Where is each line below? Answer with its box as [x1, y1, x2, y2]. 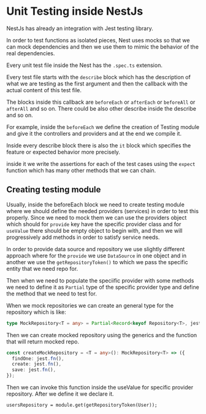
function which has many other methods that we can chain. [6, 166, 156, 174]
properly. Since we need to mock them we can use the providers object [6, 214, 187, 221]
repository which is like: [6, 308, 66, 316]
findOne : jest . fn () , [12, 355, 64, 362]
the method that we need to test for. [6, 290, 97, 297]
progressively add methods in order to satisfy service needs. [6, 233, 160, 241]
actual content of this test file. [6, 86, 82, 93]
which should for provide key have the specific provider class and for [6, 220, 181, 228]
